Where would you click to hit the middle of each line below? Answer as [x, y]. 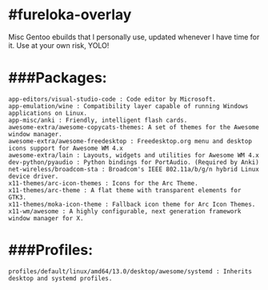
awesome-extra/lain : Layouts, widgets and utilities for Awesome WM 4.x [134, 155]
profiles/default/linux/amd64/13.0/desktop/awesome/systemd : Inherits [130, 271]
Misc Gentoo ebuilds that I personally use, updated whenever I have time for [134, 37]
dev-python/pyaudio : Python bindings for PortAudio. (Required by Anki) [134, 162]
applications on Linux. [48, 113]
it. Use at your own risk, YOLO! [59, 45]
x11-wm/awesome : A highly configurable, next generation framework [125, 211]
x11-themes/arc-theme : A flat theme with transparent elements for [125, 190]
